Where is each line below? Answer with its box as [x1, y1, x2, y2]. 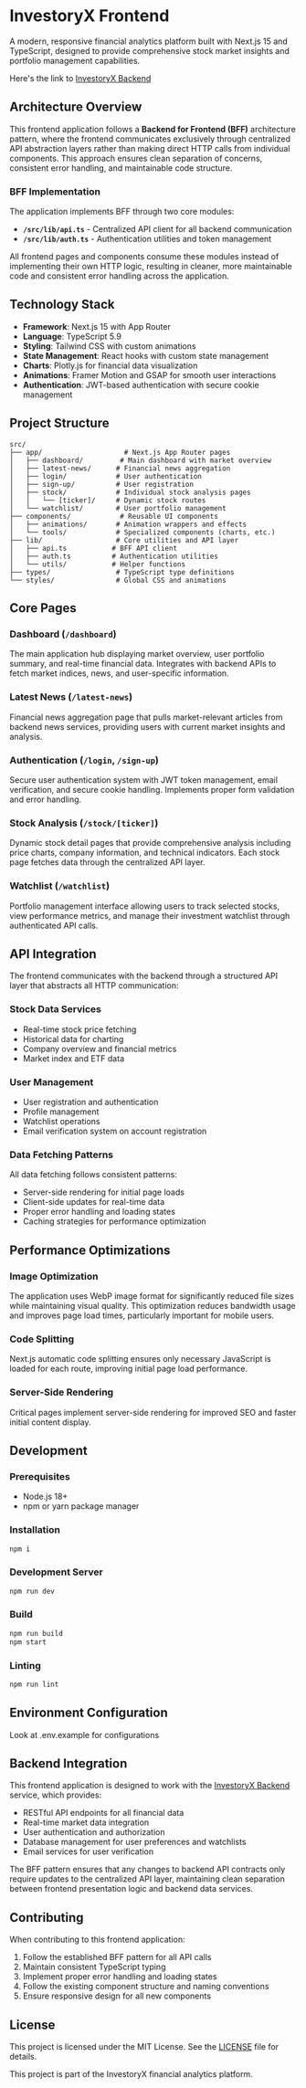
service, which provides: [9, 1789, 102, 1800]
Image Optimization [9, 1270, 99, 1282]
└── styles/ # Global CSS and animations [9, 575, 227, 585]
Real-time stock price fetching [22, 1024, 137, 1035]
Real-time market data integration [22, 1817, 150, 1828]
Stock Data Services [9, 1003, 102, 1016]
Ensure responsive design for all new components [22, 1990, 212, 2001]
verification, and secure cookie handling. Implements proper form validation [9, 784, 295, 795]
